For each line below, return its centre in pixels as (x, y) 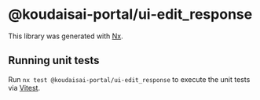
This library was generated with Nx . (66, 36)
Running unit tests (54, 61)
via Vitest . (24, 87)
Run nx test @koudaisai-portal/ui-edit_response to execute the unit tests (129, 79)
